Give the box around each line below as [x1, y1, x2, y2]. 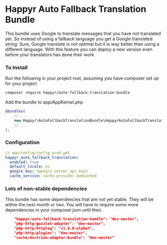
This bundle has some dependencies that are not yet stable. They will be [5, 196, 154, 202]
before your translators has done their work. [5, 51, 95, 58]
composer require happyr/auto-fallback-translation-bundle [5, 90, 130, 95]
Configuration [5, 139, 40, 146]
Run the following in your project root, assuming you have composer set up [5, 76, 159, 82]
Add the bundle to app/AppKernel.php [5, 99, 83, 105]
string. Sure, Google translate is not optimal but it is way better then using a [5, 41, 160, 47]
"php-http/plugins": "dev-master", [14, 230, 88, 236]
